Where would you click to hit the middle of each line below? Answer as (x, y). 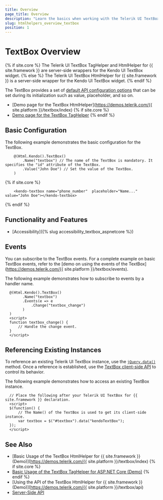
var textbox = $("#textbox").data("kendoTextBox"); (71, 421)
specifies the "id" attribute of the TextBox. (53, 165)
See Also (19, 444)
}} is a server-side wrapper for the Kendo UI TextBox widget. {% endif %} (78, 81)
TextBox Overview (43, 52)
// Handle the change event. (47, 327)
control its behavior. (25, 372)
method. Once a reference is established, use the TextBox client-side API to (81, 367)
